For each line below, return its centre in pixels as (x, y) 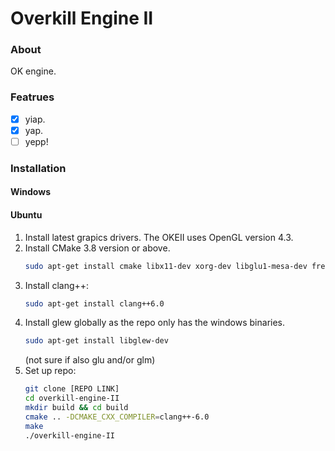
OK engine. (33, 71)
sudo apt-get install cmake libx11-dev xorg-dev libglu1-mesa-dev (166, 266)
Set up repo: (50, 371)
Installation (38, 168)
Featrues (32, 97)
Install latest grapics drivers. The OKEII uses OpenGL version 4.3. (159, 237)
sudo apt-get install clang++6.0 (94, 303)
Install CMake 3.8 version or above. (97, 248)
